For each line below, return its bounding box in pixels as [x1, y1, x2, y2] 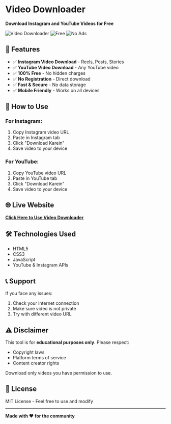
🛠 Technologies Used [5, 229, 76, 238]
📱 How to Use [5, 102, 48, 111]
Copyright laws [12, 349, 45, 355]
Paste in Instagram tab [12, 135, 60, 141]
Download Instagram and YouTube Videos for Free [5, 20, 114, 26]
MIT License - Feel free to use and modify [5, 398, 93, 404]
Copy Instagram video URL [12, 129, 70, 136]
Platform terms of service [12, 354, 66, 360]
